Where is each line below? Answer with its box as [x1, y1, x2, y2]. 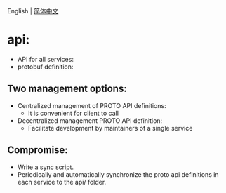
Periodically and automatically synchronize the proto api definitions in [17, 170, 219, 178]
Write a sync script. [17, 163, 74, 171]
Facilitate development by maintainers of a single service [27, 124, 193, 132]
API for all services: [17, 55, 74, 63]
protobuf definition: [17, 62, 74, 71]
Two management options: [7, 83, 128, 95]
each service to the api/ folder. [17, 178, 107, 186]
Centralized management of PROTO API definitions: [17, 101, 166, 109]
